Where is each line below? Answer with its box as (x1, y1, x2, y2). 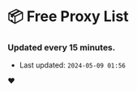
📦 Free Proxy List (7, 7, 129, 26)
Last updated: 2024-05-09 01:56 (19, 60, 126, 70)
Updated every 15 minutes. (7, 42, 116, 54)
